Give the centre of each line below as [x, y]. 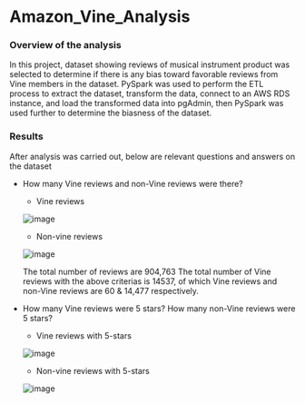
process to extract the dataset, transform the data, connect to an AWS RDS [150, 93]
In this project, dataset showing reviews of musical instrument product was [150, 64]
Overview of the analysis [65, 45]
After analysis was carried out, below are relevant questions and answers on [152, 156]
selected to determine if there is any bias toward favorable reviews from [144, 74]
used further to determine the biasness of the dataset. [111, 113]
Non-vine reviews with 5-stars [93, 370]
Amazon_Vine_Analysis [100, 17]
